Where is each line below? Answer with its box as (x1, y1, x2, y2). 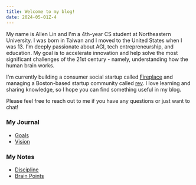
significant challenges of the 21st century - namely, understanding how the (6, 56, 188, 63)
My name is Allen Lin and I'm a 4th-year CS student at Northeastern (6, 30, 171, 37)
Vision (14, 138, 31, 145)
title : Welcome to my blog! (6, 8, 76, 15)
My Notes (6, 152, 35, 161)
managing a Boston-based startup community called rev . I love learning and (6, 79, 191, 86)
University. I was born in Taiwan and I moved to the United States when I (6, 37, 182, 44)
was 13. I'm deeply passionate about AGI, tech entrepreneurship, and (6, 43, 174, 50)
